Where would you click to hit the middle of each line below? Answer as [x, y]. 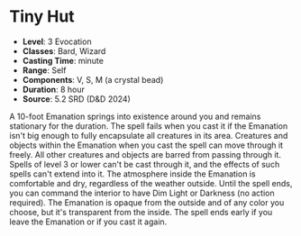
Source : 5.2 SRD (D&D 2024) [76, 99]
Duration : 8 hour [54, 89]
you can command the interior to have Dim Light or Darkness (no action [142, 193]
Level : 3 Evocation [57, 41]
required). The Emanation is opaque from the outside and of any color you [147, 202]
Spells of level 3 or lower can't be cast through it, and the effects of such [145, 164]
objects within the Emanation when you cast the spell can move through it [146, 145]
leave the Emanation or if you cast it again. [88, 222]
